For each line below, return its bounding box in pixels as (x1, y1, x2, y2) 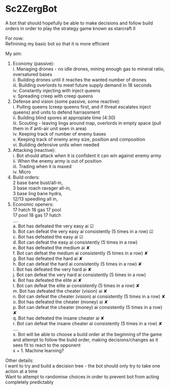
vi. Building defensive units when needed (12, 141, 100, 148)
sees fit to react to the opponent (12, 342, 81, 348)
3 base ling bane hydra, (12, 190, 63, 196)
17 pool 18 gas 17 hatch (12, 212, 61, 218)
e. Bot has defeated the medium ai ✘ (12, 244, 90, 250)
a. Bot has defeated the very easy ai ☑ (12, 223, 94, 229)
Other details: (5, 357, 34, 363)
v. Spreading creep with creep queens (12, 93, 93, 99)
